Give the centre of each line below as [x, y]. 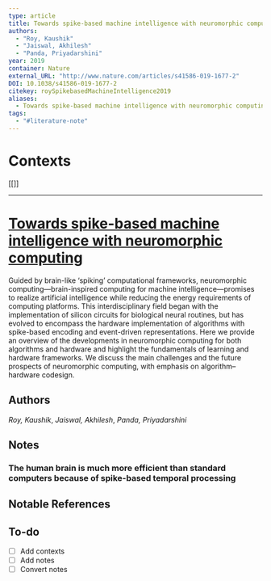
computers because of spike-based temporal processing [122, 478]
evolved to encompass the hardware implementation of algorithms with [127, 323]
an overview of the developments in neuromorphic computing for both [125, 340]
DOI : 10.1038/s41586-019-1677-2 [63, 83]
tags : [17, 114]
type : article [32, 16]
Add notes [37, 560]
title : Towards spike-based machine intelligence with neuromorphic [126, 23]
